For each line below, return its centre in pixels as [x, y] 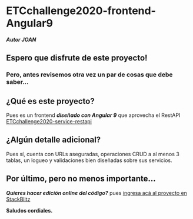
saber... [17, 82]
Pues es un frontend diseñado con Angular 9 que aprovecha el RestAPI [93, 115]
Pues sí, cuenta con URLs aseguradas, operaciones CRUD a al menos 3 [93, 154]
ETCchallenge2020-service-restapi [49, 122]
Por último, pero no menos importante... [81, 179]
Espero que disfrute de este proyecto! [77, 58]
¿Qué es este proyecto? [51, 101]
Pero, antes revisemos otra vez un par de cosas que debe [89, 75]
